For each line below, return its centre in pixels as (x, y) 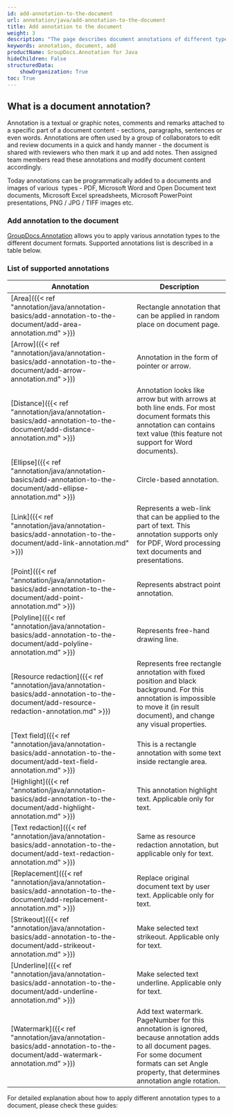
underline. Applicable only (179, 983)
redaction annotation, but (178, 845)
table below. (25, 251)
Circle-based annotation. (178, 480)
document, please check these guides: (63, 1105)
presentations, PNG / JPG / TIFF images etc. (70, 203)
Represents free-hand (173, 630)
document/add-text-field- (55, 761)
